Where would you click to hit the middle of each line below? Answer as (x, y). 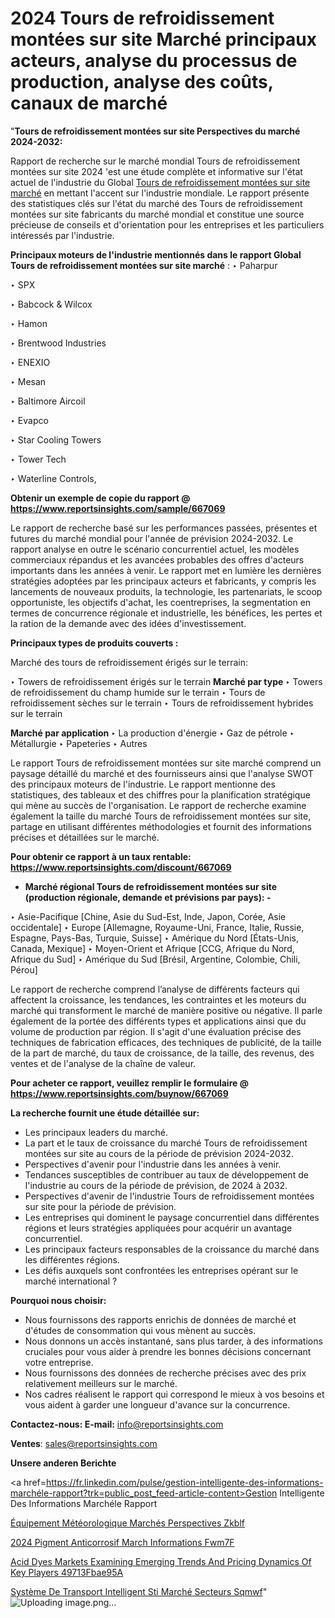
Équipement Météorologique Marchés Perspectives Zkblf (127, 1523)
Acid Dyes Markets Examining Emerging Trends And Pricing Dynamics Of (161, 1561)
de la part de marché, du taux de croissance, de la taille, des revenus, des (162, 1053)
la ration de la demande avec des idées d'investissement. (128, 623)
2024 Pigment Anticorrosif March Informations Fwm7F (122, 1542)
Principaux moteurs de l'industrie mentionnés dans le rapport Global (156, 254)
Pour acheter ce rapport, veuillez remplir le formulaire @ (129, 1083)
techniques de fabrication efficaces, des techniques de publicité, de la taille (166, 1042)
